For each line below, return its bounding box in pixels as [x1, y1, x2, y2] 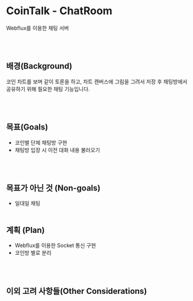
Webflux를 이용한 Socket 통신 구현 [14, 242, 96, 249]
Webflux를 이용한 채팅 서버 [6, 24, 69, 31]
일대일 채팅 [14, 200, 41, 207]
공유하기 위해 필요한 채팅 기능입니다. [6, 85, 90, 92]
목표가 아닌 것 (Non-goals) [6, 183, 101, 193]
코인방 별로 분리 [14, 250, 52, 257]
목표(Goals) [6, 122, 49, 132]
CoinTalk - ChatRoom [6, 4, 112, 18]
